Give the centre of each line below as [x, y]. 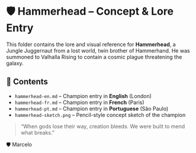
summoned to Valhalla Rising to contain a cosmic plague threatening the [94, 57]
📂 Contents [27, 82]
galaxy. [15, 63]
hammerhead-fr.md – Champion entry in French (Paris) [79, 102]
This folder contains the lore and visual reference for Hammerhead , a [91, 44]
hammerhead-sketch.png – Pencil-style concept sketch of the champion [100, 115]
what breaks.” [38, 132]
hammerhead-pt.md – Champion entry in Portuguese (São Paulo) [91, 108]
